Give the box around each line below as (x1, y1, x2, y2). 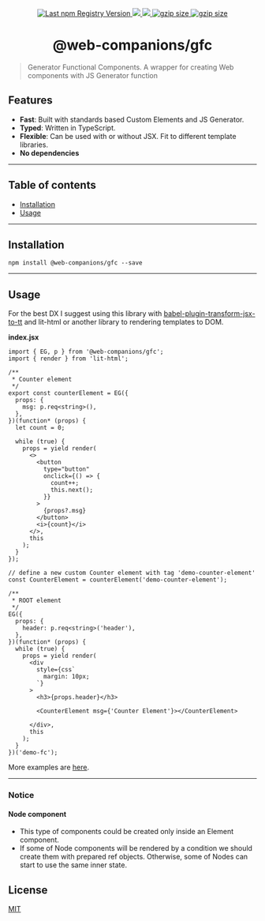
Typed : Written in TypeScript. (19, 122, 116, 133)
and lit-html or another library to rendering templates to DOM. (24, 318, 224, 327)
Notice (8, 790, 35, 801)
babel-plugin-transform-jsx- (163, 309, 256, 318)
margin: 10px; (43, 673, 90, 681)
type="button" (43, 465, 90, 473)
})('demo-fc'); (8, 749, 58, 757)
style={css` (36, 666, 77, 674)
